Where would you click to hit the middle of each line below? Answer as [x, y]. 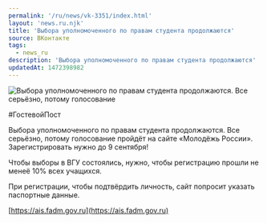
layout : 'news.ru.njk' [46, 23]
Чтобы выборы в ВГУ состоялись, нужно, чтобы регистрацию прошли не [133, 162]
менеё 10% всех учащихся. [55, 171]
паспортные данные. [44, 195]
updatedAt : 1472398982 [46, 68]
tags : [17, 46]
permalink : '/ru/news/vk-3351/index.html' [80, 16]
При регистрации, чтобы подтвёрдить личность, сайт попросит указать [131, 186]
